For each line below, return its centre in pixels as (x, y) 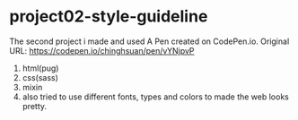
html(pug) (40, 68)
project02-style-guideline (109, 17)
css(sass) (40, 77)
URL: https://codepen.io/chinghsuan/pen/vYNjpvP (102, 50)
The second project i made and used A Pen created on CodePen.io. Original (149, 41)
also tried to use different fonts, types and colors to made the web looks (155, 97)
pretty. (35, 106)
